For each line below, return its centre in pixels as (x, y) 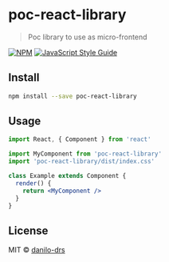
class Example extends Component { (67, 176)
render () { (33, 183)
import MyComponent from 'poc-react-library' (85, 154)
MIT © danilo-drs (37, 250)
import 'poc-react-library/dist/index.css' (82, 162)
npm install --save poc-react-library (73, 96)
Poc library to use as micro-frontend (87, 37)
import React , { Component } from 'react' (80, 139)
